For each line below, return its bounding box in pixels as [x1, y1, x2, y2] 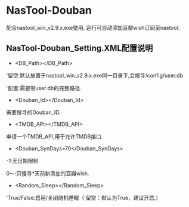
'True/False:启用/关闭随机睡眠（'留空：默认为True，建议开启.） [6, 194, 162, 201]
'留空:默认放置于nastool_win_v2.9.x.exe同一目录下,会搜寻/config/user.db [6, 72, 184, 79]
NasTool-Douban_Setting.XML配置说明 [6, 43, 153, 54]
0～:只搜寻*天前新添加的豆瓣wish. [6, 169, 89, 177]
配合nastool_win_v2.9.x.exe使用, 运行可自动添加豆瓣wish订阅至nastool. [6, 24, 180, 31]
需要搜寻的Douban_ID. [6, 109, 61, 116]
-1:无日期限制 [6, 157, 39, 164]
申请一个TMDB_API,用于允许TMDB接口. [6, 132, 103, 140]
